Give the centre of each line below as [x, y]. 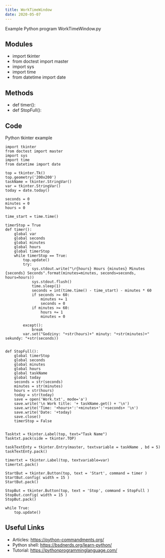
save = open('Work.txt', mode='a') [51, 399]
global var [25, 234]
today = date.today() [27, 190]
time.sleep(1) [46, 286]
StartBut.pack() [22, 482]
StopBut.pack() [21, 499]
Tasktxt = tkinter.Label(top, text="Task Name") [56, 434]
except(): [33, 325]
